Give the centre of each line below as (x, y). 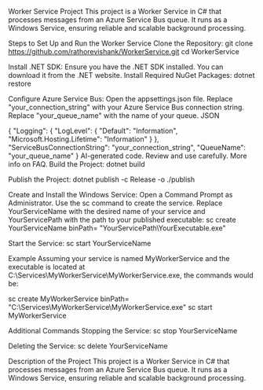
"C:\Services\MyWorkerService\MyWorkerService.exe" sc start (110, 307)
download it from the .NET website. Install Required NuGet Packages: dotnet (131, 75)
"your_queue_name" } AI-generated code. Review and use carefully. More (128, 156)
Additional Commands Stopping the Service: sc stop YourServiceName (123, 331)
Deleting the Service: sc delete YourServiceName (88, 346)
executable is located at (47, 267)
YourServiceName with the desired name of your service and (107, 211)
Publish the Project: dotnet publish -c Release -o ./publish (102, 179)
